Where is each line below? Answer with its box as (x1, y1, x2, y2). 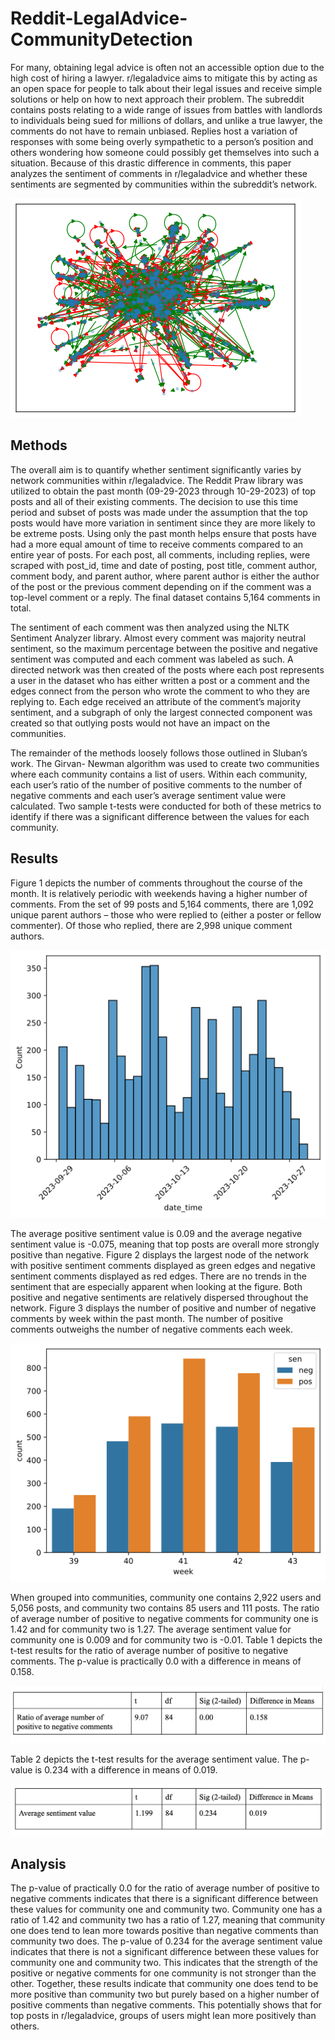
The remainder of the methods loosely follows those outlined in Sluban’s (10, 747, 308, 759)
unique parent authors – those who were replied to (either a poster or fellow (10, 908, 322, 921)
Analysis (10, 1856, 67, 1873)
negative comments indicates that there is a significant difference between (10, 1893, 318, 1905)
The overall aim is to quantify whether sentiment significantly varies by (10, 463, 302, 476)
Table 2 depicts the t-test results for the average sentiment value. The (10, 1753, 298, 1765)
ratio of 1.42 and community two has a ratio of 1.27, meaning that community (10, 1914, 326, 1926)
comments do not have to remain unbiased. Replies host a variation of (10, 125, 298, 137)
